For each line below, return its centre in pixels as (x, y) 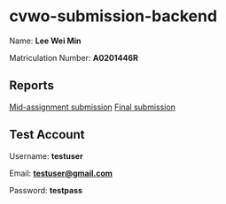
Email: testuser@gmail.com (61, 173)
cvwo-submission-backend (113, 16)
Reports (32, 86)
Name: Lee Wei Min (45, 41)
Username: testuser (46, 155)
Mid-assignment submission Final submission (92, 107)
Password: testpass (46, 190)
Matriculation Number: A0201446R (74, 57)
